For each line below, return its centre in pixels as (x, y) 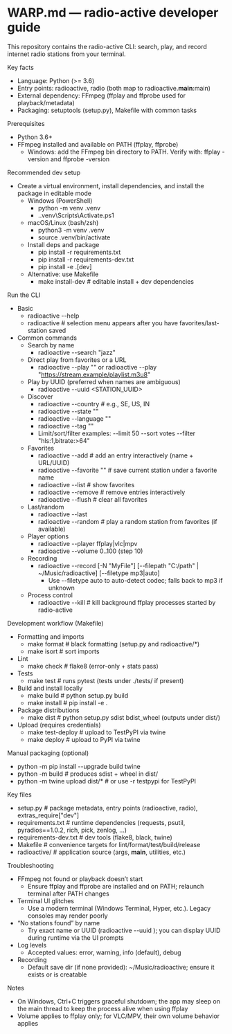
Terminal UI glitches (46, 900)
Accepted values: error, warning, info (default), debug (104, 952)
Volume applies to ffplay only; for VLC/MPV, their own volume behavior (118, 1016)
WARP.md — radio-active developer (113, 13)
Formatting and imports (51, 636)
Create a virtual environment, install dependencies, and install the (110, 185)
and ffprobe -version (80, 159)
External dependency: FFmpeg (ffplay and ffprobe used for (101, 96)
